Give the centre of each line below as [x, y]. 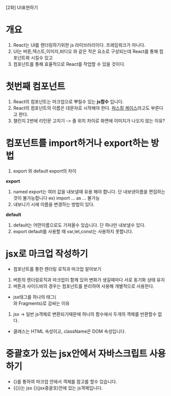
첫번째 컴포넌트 [36, 87]
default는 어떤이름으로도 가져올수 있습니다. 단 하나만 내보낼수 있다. [79, 225]
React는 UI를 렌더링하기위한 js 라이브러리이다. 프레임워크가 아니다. [79, 45]
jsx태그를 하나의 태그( [35, 297]
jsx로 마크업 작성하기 [47, 254]
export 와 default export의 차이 [45, 171]
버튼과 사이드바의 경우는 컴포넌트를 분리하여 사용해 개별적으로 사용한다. [83, 286]
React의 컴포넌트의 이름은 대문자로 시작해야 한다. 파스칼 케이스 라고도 [81, 108]
